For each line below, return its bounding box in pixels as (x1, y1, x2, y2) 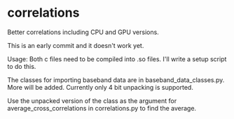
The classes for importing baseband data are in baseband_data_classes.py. (7, 75, 225, 84)
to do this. (7, 62, 36, 70)
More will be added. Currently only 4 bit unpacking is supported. (7, 83, 194, 91)
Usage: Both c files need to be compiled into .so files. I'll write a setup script (7, 54, 227, 63)
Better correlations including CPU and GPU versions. (7, 28, 159, 36)
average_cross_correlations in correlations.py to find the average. (7, 104, 197, 112)
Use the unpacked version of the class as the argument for (7, 96, 177, 105)
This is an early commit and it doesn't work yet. (7, 41, 144, 49)
